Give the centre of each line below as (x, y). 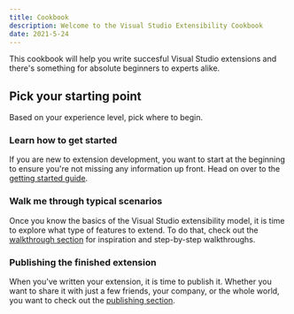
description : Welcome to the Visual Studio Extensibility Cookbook (136, 26)
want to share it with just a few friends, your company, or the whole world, (145, 291)
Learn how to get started (63, 141)
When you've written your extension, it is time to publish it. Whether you (141, 282)
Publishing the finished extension (83, 262)
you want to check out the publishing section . (92, 301)
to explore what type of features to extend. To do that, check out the (134, 230)
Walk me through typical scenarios (86, 202)
